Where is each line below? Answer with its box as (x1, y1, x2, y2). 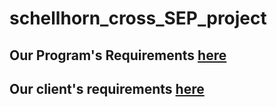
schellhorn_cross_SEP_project (9, 7, 267, 30)
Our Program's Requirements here (9, 47, 227, 64)
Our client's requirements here (9, 80, 205, 97)
